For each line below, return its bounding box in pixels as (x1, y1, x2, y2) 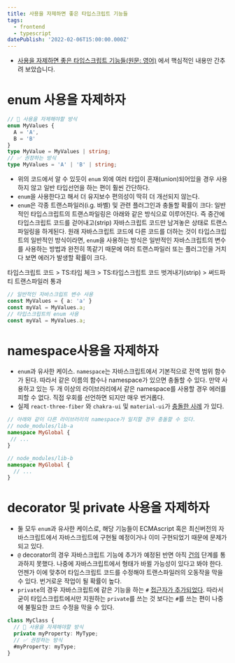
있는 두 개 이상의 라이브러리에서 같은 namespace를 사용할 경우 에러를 (36, 385, 227, 393)
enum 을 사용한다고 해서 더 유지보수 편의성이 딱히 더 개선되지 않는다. (17, 192, 200, 201)
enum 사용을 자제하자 (7, 92, 126, 108)
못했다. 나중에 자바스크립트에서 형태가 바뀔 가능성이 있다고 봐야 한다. (36, 559, 223, 568)
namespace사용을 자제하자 (7, 343, 159, 359)
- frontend (13, 23, 45, 30)
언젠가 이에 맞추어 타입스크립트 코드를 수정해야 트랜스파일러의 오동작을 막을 (17, 568, 224, 577)
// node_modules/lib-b (7, 455, 73, 462)
